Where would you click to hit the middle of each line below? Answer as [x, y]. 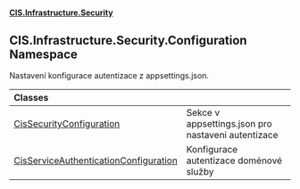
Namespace [44, 54]
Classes [31, 98]
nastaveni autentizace [232, 136]
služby [200, 172]
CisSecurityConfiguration [67, 124]
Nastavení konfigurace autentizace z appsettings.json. [109, 76]
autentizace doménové [234, 160]
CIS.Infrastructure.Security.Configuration [128, 40]
